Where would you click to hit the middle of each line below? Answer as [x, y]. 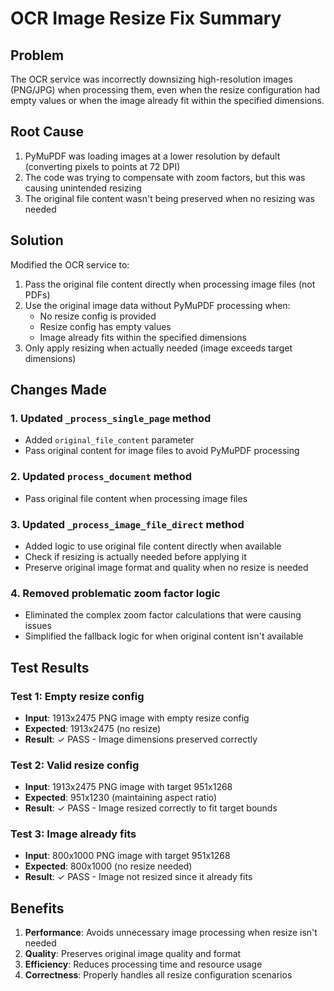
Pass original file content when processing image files [136, 498]
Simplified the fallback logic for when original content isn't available [164, 636]
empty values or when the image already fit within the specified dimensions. [167, 100]
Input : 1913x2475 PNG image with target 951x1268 [128, 787]
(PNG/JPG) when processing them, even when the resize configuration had [165, 90]
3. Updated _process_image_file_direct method [127, 524]
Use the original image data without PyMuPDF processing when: [157, 305]
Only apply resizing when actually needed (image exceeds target [158, 348]
